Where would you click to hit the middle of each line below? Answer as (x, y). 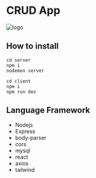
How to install (33, 46)
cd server (19, 60)
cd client (19, 81)
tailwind (25, 170)
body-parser (30, 138)
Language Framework (48, 110)
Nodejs (24, 125)
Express (25, 131)
